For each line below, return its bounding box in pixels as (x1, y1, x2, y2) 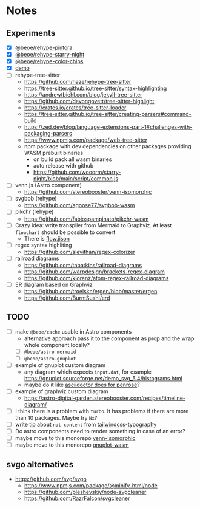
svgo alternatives (6, 459, 74, 470)
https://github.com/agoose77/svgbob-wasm (24, 202, 135, 209)
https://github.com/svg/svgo (15, 475, 87, 482)
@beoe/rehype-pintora (15, 44, 73, 51)
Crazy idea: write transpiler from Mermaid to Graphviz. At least (15, 221, 172, 228)
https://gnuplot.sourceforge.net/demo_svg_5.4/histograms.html (24, 374, 183, 382)
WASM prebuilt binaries (24, 149, 84, 157)
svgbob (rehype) (15, 195, 57, 202)
